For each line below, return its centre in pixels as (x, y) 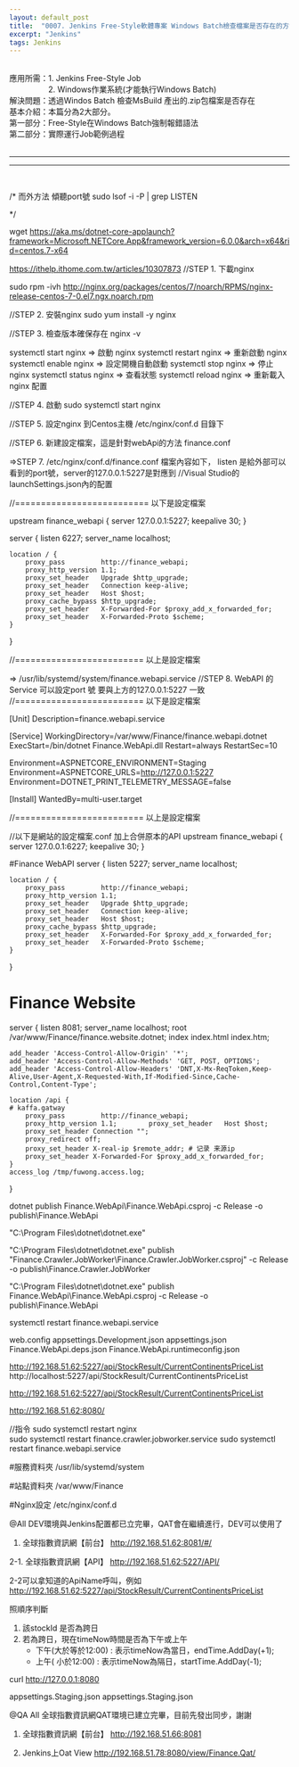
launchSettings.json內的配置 (61, 484)
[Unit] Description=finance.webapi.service (87, 719)
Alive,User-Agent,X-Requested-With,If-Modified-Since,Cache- (125, 1077)
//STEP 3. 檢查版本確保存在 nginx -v (75, 334)
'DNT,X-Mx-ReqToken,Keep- (225, 1069)
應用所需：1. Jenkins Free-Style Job (75, 78)
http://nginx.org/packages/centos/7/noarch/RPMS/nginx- (168, 287)
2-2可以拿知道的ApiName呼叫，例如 (76, 1581)
